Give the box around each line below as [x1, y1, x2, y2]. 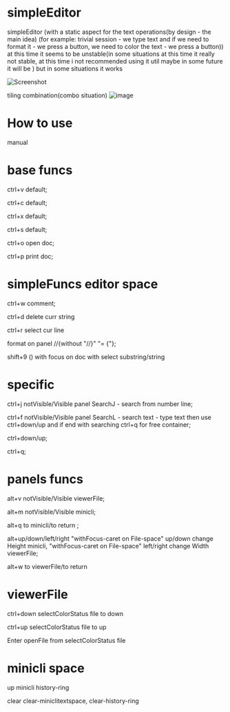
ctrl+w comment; [7, 299, 56, 307]
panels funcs [7, 471, 84, 487]
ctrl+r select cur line [7, 326, 65, 334]
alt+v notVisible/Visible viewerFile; [7, 494, 105, 502]
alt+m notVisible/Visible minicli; [7, 508, 96, 516]
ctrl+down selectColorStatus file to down [7, 609, 124, 617]
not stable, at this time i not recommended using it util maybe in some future [7, 57, 223, 65]
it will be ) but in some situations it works [7, 64, 123, 73]
